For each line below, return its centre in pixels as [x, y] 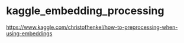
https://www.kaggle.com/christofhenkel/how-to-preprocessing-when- [92, 27]
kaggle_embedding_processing [85, 11]
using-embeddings [29, 33]
